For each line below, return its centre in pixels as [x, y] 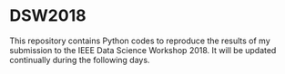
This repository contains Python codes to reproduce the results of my [140, 41]
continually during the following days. [80, 60]
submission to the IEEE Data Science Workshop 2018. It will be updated [143, 50]
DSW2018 [48, 16]
